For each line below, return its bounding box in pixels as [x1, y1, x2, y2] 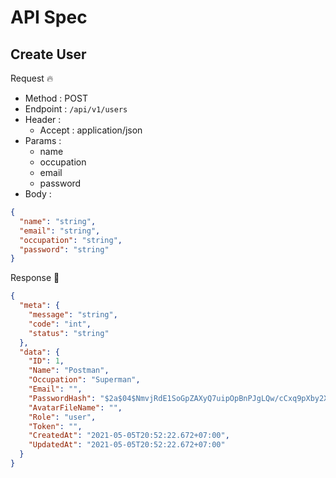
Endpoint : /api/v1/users [24, 103, 128, 115]
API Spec [10, 6, 88, 29]
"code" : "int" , [28, 319, 92, 329]
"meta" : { [19, 301, 60, 311]
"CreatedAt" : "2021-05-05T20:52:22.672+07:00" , [28, 431, 230, 441]
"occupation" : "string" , [19, 235, 123, 245]
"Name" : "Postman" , [28, 366, 110, 376]
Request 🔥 [10, 72, 54, 84]
